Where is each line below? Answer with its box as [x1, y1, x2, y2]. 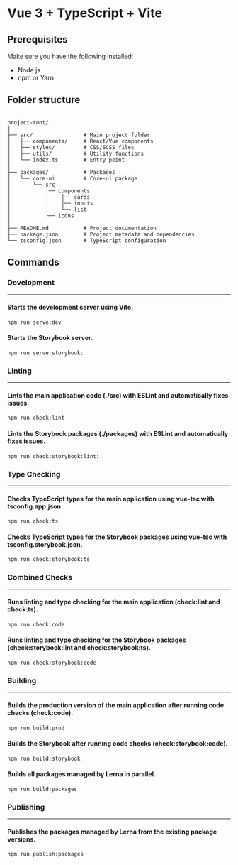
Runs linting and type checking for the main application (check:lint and [7, 598, 221, 606]
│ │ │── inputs [7, 200, 93, 207]
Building [7, 675, 37, 685]
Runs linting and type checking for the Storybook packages [7, 636, 186, 644]
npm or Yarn [17, 73, 55, 82]
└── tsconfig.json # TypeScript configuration [7, 236, 166, 244]
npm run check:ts [7, 518, 59, 525]
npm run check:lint [7, 414, 65, 422]
